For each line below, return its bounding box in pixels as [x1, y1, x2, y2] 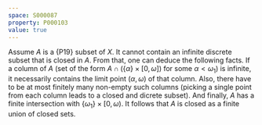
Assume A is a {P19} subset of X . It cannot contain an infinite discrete [8, 48, 233, 57]
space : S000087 [8, 11, 58, 20]
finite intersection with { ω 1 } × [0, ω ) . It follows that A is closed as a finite [8, 99, 240, 110]
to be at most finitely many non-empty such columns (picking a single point [8, 83, 253, 92]
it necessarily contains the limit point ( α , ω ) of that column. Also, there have [8, 74, 252, 84]
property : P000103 [8, 19, 68, 27]
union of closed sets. [8, 109, 76, 118]
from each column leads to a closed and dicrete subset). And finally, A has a [8, 91, 255, 100]
